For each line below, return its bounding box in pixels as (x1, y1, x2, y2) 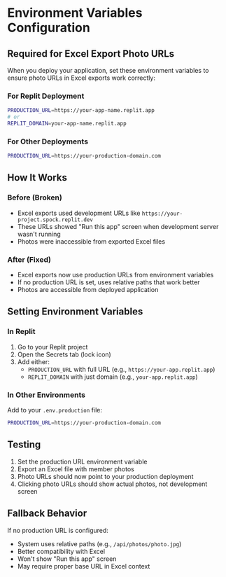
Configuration (7, 20, 91, 36)
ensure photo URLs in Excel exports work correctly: (7, 74, 156, 82)
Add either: (17, 357, 50, 366)
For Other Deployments (7, 137, 89, 146)
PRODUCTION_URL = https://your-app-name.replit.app (7, 107, 155, 114)
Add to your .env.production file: (7, 406, 103, 415)
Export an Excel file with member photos (17, 464, 134, 473)
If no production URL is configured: (7, 526, 108, 534)
